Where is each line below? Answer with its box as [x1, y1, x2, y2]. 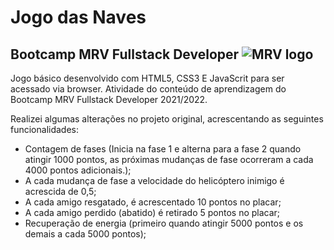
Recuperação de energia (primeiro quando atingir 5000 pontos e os [24, 217, 304, 229]
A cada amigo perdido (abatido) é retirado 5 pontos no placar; [24, 207, 281, 218]
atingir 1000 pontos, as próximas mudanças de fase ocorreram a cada [24, 154, 314, 165]
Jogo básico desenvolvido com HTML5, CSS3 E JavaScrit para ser [10, 72, 285, 84]
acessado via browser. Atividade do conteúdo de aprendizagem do [10, 83, 287, 95]
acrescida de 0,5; [24, 186, 97, 197]
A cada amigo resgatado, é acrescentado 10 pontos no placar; [24, 196, 282, 208]
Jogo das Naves [10, 6, 147, 29]
